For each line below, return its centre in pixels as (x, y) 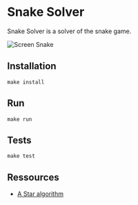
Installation (32, 66)
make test (21, 156)
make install (26, 82)
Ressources (33, 177)
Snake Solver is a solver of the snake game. (69, 31)
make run (20, 119)
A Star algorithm (40, 194)
